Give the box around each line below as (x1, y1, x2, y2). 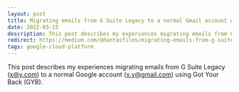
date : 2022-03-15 (7, 23, 59, 30)
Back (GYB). (7, 78, 43, 86)
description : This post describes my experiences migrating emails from (7, 30, 228, 38)
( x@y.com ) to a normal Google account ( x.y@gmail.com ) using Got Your (7, 70, 219, 79)
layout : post (7, 10, 46, 18)
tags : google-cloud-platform (7, 43, 94, 50)
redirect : (7, 37, 37, 44)
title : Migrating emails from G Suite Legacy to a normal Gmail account (7, 17, 228, 24)
